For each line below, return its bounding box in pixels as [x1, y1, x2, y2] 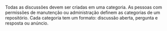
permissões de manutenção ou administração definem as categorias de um [5, 9, 161, 15]
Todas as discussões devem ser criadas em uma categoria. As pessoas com [5, 4, 162, 10]
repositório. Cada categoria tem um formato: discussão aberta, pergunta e [5, 15, 158, 20]
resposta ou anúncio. [5, 20, 49, 26]
